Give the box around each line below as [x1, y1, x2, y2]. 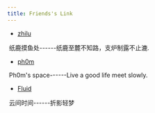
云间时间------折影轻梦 [8, 98, 75, 107]
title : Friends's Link [7, 10, 73, 17]
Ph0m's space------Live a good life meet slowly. [8, 71, 148, 79]
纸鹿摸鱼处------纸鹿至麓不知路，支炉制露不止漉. [8, 43, 149, 52]
